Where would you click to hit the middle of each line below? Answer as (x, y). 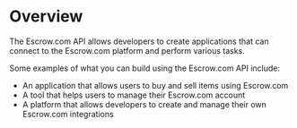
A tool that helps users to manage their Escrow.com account (134, 95)
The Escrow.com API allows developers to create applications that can (139, 41)
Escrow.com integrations (68, 114)
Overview (46, 17)
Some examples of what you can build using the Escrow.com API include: (145, 68)
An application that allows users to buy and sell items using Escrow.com (155, 85)
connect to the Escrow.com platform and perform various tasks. (127, 50)
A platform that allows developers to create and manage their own (144, 104)
